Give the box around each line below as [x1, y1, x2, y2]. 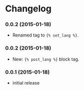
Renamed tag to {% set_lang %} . [12, 32, 79, 38]
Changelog [5, 3, 52, 14]
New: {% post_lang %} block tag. [12, 56, 80, 62]
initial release [12, 80, 40, 86]
